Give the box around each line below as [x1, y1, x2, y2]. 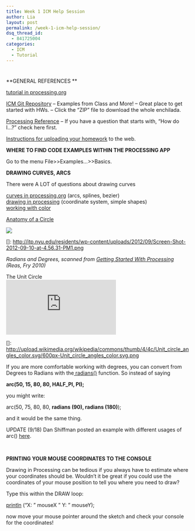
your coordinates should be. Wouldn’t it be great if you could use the [6, 472, 172, 479]
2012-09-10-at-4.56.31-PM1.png [6, 244, 84, 251]
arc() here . [6, 432, 32, 439]
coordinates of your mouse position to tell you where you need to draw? [6, 478, 180, 486]
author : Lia [6, 14, 35, 20]
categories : [6, 42, 35, 47]
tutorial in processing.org [6, 88, 67, 95]
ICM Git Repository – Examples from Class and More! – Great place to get [6, 100, 183, 107]
